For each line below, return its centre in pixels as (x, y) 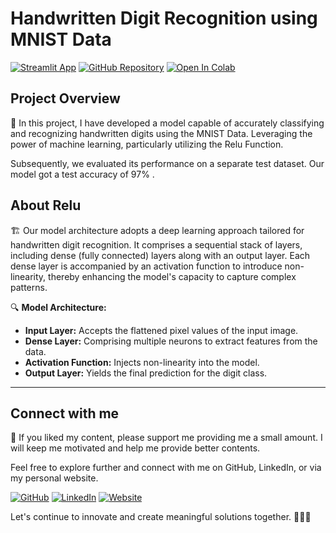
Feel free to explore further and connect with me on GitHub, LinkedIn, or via (166, 468)
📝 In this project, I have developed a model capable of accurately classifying (167, 123)
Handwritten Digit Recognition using (164, 18)
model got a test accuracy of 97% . (82, 174)
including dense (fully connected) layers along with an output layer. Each (160, 255)
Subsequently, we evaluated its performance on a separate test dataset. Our (167, 163)
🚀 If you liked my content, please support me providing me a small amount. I (166, 438)
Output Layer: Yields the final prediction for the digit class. (146, 373)
